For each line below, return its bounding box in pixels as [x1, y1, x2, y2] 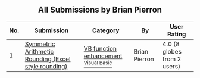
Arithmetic [24, 47, 54, 55]
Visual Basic [83, 59, 112, 66]
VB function [83, 44, 117, 52]
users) [162, 62, 180, 70]
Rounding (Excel [24, 55, 71, 63]
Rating [167, 30, 186, 38]
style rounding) [24, 62, 68, 70]
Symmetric [24, 40, 55, 48]
